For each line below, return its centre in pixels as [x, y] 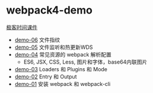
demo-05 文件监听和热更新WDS [54, 47]
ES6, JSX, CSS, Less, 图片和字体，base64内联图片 [85, 62]
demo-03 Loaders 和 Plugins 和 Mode [61, 69]
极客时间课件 [22, 27]
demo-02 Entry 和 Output [46, 77]
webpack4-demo [50, 10]
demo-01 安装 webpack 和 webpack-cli [63, 84]
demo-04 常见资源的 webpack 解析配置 [63, 54]
